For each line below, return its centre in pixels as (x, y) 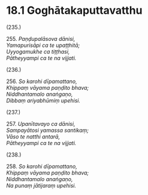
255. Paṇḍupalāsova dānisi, (41, 39)
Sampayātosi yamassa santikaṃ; (47, 130)
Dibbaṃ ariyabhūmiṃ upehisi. (43, 101)
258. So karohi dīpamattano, (42, 166)
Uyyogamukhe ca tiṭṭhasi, (38, 51)
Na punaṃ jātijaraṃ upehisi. (41, 185)
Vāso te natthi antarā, (33, 137)
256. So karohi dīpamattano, (42, 81)
